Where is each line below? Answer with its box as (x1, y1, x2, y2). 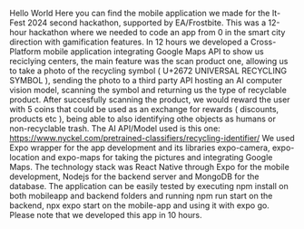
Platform (9, 46, 42, 57)
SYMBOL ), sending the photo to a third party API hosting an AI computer (9, 75, 283, 85)
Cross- (250, 36, 277, 47)
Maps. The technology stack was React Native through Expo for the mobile (9, 162, 290, 172)
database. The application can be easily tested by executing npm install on (9, 181, 289, 191)
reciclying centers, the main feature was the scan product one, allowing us (9, 56, 289, 66)
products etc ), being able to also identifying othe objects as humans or (9, 113, 277, 124)
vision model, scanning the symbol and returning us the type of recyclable (9, 85, 288, 95)
